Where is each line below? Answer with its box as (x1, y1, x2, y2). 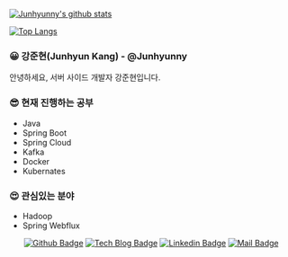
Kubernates (22, 165, 66, 176)
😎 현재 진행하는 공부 (9, 97, 94, 110)
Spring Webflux (22, 220, 81, 231)
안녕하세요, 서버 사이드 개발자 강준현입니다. (9, 72, 161, 83)
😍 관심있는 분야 (9, 190, 75, 202)
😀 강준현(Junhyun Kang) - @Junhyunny (9, 49, 187, 62)
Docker (22, 155, 50, 166)
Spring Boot (22, 127, 67, 138)
